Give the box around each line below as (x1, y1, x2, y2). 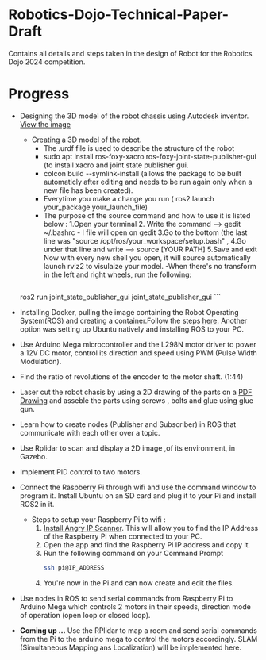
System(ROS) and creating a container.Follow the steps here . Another (19, 316, 248, 325)
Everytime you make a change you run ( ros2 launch (43, 194, 214, 203)
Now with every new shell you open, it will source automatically (43, 252, 252, 263)
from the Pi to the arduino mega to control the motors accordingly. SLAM (19, 634, 258, 643)
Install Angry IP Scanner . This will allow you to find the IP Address (43, 523, 259, 532)
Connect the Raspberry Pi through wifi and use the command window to (19, 482, 256, 492)
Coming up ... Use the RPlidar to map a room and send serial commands (19, 625, 258, 635)
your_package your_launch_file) (43, 202, 148, 212)
